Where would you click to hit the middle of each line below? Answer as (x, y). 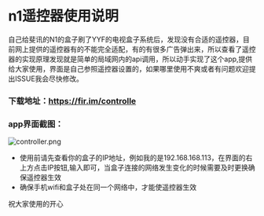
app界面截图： (36, 124)
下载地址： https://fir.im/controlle (72, 101)
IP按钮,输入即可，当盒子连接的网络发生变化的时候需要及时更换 (148, 168)
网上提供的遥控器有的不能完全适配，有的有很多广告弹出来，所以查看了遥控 (135, 49)
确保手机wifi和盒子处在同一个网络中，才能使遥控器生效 (108, 187)
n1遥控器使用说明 (64, 16)
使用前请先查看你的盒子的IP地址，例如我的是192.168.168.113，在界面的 (132, 158)
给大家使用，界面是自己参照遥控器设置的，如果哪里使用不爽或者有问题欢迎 (128, 68)
